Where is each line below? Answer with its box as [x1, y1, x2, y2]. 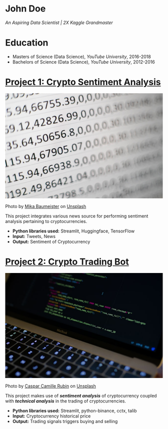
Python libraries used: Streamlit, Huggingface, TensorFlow [12, 228, 135, 234]
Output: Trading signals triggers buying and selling [12, 418, 118, 424]
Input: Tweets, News [12, 233, 56, 239]
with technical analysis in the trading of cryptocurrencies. [5, 398, 126, 404]
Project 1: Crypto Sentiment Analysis [5, 76, 161, 88]
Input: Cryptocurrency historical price [12, 413, 91, 419]
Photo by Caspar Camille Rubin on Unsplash [5, 383, 96, 389]
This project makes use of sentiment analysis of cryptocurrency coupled [5, 393, 157, 399]
